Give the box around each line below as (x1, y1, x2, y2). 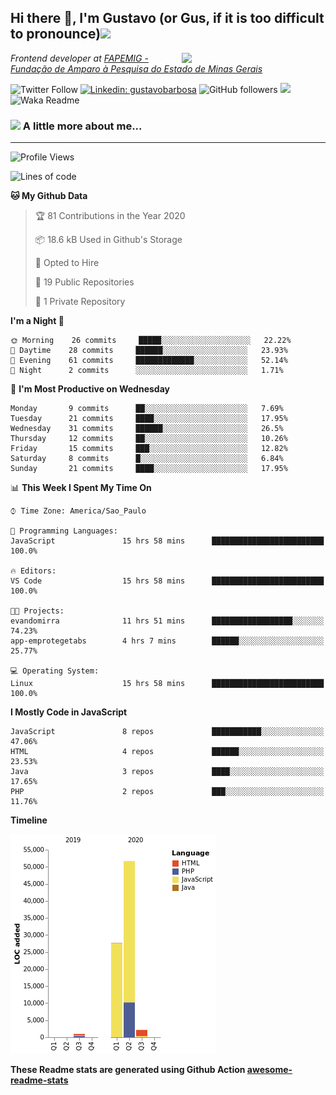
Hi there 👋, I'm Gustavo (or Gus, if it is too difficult (10, 10, 325, 27)
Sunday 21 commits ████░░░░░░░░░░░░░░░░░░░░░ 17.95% (10, 464, 288, 474)
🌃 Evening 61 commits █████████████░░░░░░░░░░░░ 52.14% (10, 356, 288, 366)
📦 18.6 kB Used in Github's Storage (34, 234, 183, 246)
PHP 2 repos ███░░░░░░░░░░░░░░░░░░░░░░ (10, 787, 325, 797)
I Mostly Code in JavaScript (10, 706, 128, 718)
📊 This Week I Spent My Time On (10, 482, 152, 494)
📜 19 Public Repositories (34, 276, 135, 288)
